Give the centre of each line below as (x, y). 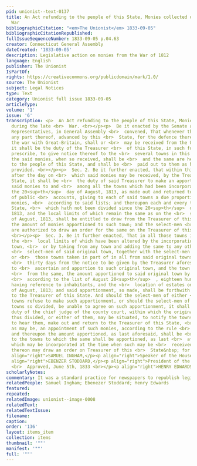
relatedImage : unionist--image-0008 (51, 400)
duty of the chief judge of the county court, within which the (91, 312)
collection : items (28, 438)
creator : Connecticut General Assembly (55, 45)
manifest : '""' (25, 448)
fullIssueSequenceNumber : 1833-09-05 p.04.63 (62, 39)
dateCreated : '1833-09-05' (39, 50)
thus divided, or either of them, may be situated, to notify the (94, 317)
